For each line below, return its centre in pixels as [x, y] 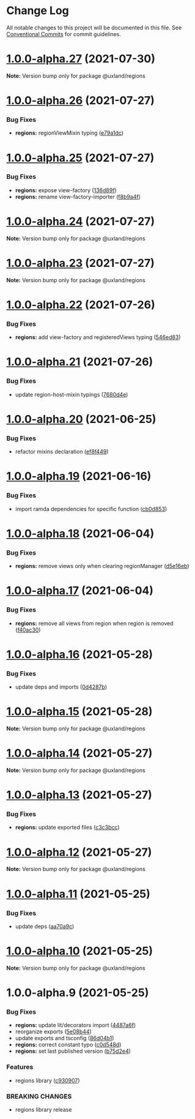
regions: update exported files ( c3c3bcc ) [68, 828]
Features [20, 1067]
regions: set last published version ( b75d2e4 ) [73, 1051]
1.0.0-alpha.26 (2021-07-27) [80, 101]
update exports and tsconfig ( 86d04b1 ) [64, 1038]
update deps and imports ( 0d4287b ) [61, 687]
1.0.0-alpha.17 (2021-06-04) [80, 591]
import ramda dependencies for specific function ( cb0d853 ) [91, 509]
